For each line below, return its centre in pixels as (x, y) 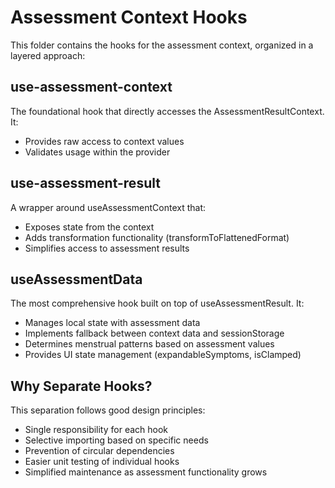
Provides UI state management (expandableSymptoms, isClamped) (163, 355)
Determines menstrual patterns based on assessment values (149, 344)
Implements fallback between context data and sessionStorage (154, 333)
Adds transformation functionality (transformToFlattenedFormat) (157, 237)
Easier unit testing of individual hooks (102, 462)
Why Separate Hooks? (81, 386)
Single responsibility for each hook (96, 430)
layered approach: (48, 55)
